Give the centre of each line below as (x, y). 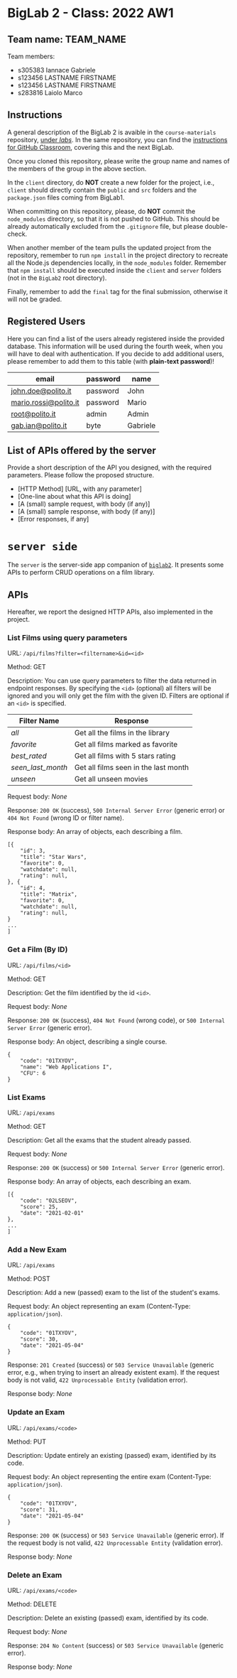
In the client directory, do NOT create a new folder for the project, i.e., (111, 182)
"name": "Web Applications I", (66, 1067)
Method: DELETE (32, 1604)
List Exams (27, 1097)
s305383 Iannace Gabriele (56, 70)
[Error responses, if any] (53, 519)
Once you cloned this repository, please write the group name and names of (118, 161)
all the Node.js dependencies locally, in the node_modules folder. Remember (117, 262)
